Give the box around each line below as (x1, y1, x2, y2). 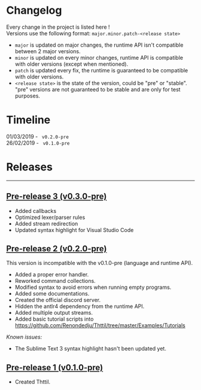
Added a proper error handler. (14, 271, 89, 278)
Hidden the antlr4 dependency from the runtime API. (14, 303, 145, 310)
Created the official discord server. (14, 297, 100, 304)
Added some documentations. (14, 290, 90, 297)
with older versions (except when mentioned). (14, 60, 129, 68)
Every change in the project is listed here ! (6, 23, 110, 31)
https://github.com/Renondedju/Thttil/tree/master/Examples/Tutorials (14, 322, 185, 329)
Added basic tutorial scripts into (14, 315, 94, 323)
